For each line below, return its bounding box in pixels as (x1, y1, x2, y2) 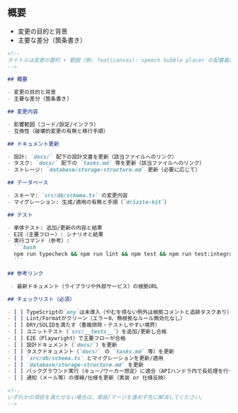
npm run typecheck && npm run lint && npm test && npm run (13, 250, 192, 258)
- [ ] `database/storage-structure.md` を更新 (7, 361, 144, 368)
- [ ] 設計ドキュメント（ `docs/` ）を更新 (7, 341, 118, 348)
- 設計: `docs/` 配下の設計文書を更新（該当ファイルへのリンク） (7, 153, 178, 160)
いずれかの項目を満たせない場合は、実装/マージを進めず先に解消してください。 (7, 394, 205, 401)
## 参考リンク (7, 270, 44, 277)
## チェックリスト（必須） (7, 295, 76, 303)
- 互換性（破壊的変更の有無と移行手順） (7, 127, 109, 135)
